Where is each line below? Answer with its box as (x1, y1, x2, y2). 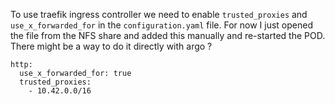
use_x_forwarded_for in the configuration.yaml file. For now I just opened (10, 19, 313, 31)
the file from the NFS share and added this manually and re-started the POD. (10, 30, 326, 41)
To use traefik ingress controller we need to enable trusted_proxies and (10, 9, 308, 20)
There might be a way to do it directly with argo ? (10, 40, 213, 52)
